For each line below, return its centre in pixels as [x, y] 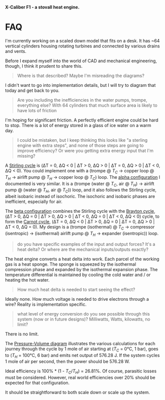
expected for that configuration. [37, 383]
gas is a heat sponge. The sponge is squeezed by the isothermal [71, 264]
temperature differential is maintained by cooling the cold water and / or [78, 275]
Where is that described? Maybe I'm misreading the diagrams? [81, 76]
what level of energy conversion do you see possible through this [83, 314]
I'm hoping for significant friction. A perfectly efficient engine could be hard [82, 120]
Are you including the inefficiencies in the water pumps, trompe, [82, 100]
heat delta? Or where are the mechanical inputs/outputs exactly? [83, 249]
